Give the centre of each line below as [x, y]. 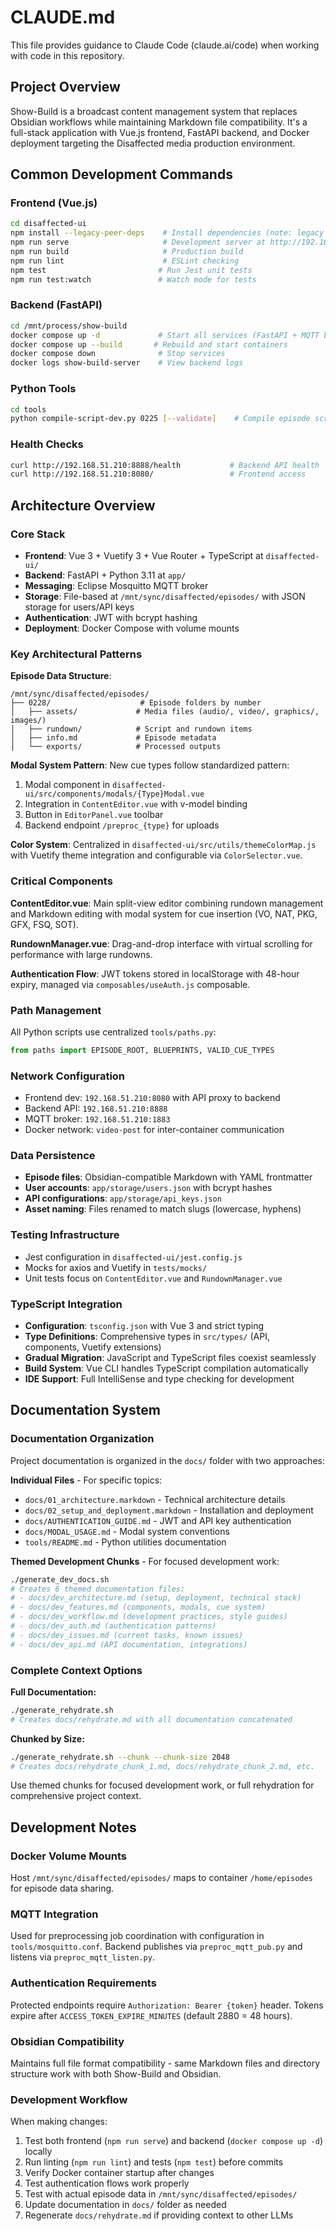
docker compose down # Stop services [118, 354]
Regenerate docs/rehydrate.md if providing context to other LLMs [159, 2215]
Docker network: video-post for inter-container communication [154, 1130]
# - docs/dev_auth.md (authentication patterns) [113, 1626]
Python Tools [43, 389]
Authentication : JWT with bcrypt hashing [111, 618]
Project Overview [65, 87]
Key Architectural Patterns [76, 654]
